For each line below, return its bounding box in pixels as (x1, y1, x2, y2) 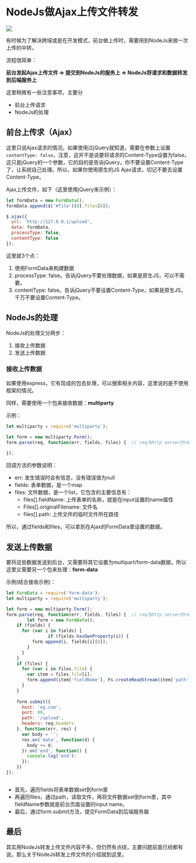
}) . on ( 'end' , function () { (21, 748, 87, 753)
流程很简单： (6, 56, 37, 63)
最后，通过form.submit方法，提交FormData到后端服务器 (14, 808, 149, 815)
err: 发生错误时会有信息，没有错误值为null (14, 474, 116, 481)
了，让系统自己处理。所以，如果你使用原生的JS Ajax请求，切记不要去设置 (6, 166, 183, 173)
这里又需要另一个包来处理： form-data (6, 566, 98, 573)
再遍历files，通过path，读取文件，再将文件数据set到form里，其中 (14, 793, 172, 800)
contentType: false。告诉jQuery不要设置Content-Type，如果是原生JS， (14, 286, 187, 294)
